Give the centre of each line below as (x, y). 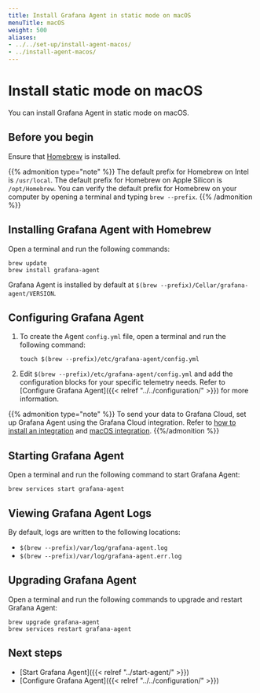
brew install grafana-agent (54, 270)
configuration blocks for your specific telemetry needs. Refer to (122, 382)
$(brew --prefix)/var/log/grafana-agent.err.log (101, 556)
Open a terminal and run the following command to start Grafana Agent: (124, 475)
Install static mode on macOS (105, 91)
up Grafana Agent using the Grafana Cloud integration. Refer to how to (122, 422)
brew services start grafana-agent (66, 489)
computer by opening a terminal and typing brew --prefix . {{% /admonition (130, 197)
